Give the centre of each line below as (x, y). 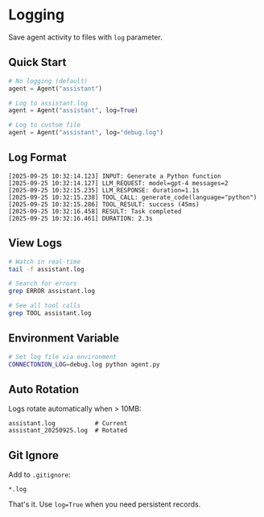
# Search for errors (43, 283)
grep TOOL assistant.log (50, 313)
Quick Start (37, 62)
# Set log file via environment (62, 357)
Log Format (37, 157)
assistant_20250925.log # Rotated (68, 431)
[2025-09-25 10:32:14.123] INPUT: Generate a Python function (115, 176)
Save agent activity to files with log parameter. (85, 37)
